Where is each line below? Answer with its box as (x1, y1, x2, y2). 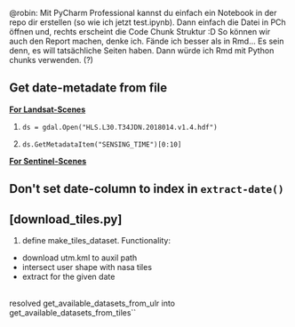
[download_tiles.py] (9, 211, 123, 227)
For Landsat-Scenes (9, 104, 86, 115)
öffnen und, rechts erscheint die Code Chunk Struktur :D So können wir (9, 27, 271, 36)
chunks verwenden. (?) (9, 55, 93, 65)
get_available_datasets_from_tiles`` (9, 307, 137, 318)
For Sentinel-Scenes (9, 156, 87, 166)
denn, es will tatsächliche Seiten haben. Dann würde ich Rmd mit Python (9, 45, 275, 56)
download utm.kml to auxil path (21, 252, 138, 263)
